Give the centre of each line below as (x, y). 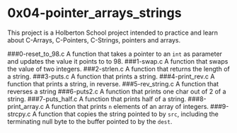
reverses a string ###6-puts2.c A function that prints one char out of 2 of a (117, 91)
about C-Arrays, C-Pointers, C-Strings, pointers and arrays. (94, 40)
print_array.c (26, 106)
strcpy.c (19, 114)
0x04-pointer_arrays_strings (94, 13)
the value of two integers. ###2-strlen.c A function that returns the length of (118, 69)
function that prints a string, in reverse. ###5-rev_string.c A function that (113, 83)
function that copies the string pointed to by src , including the (129, 114)
